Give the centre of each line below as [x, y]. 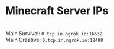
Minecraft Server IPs [57, 11]
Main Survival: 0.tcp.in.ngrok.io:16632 [54, 33]
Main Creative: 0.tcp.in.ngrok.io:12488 [54, 40]
